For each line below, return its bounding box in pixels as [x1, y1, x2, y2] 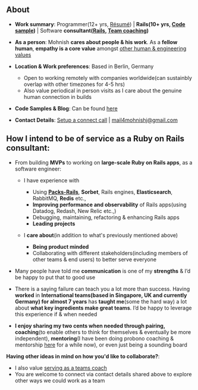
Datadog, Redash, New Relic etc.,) [32, 207, 117, 214]
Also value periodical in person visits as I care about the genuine [23, 86, 183, 94]
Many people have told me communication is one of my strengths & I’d [14, 267, 191, 274]
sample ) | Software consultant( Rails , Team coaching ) [14, 27, 149, 34]
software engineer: [14, 165, 61, 172]
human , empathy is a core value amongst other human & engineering [14, 45, 187, 52]
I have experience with [23, 177, 80, 184]
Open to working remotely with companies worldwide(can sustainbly [23, 74, 192, 81]
